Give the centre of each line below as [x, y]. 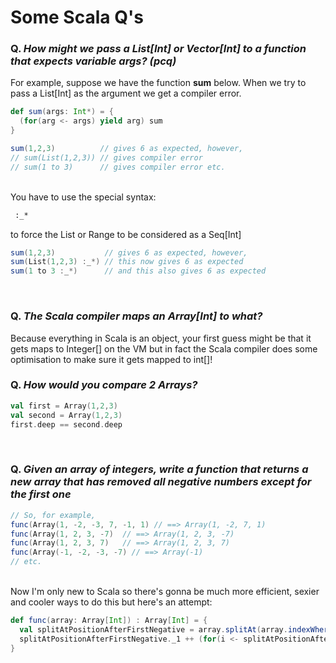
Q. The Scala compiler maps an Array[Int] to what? [136, 316]
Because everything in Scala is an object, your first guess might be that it [161, 338]
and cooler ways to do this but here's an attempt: [111, 602]
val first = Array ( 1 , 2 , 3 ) [64, 406]
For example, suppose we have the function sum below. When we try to [158, 83]
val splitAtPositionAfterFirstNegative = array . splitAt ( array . [153, 629]
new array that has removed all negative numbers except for [161, 482]
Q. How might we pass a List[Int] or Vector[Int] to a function [158, 49]
